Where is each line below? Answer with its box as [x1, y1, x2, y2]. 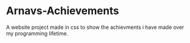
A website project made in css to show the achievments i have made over [6, 24, 184, 31]
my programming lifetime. [6, 29, 69, 37]
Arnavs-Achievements [6, 4, 119, 18]
